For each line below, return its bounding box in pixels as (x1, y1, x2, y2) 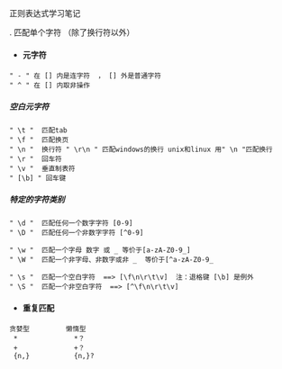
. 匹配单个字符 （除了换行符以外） (9, 27, 135, 38)
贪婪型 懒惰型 (9, 325, 86, 334)
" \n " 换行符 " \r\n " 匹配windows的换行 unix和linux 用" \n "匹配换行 (9, 145, 273, 155)
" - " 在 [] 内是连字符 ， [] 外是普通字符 (9, 71, 162, 81)
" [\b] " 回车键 (9, 174, 67, 183)
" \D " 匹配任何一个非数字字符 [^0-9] (9, 229, 144, 238)
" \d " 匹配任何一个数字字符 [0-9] (9, 219, 133, 228)
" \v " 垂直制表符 (9, 165, 76, 174)
